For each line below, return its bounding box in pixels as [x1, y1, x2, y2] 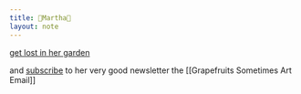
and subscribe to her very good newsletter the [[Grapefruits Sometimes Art [9, 65, 292, 76]
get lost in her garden [9, 47, 90, 57]
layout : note [9, 22, 59, 31]
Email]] [9, 74, 36, 85]
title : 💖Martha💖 [9, 13, 71, 23]
